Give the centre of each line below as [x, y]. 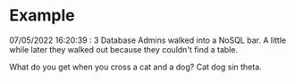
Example [42, 16]
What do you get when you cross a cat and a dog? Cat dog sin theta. [135, 67]
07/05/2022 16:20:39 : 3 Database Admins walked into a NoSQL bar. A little [148, 40]
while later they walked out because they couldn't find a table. [124, 49]
